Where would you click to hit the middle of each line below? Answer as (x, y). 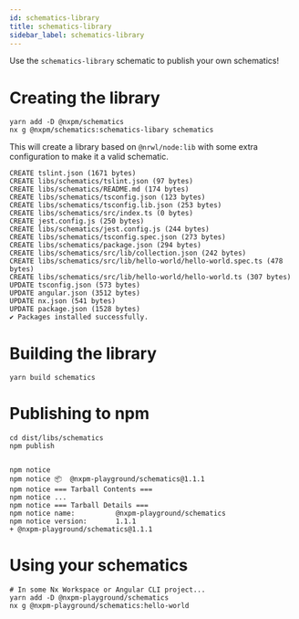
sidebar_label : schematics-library (77, 35)
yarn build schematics (52, 378)
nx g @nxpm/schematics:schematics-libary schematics (112, 130)
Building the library (83, 353)
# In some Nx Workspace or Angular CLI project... (108, 590)
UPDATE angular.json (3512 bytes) (75, 293)
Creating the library (85, 98)
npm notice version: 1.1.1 (73, 521)
